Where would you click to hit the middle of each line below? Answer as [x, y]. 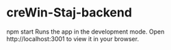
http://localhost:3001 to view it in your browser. [73, 38]
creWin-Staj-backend [69, 13]
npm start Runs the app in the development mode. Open [85, 32]
